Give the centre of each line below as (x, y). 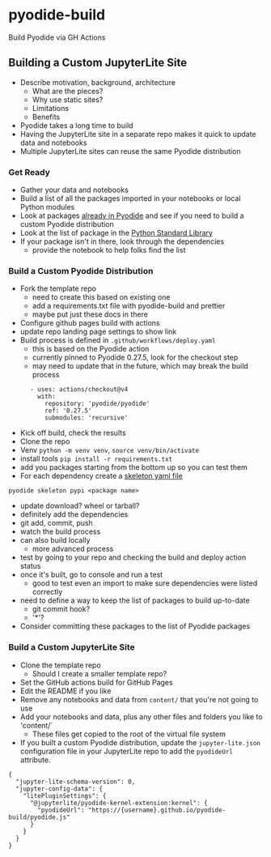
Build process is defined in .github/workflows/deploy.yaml (118, 340)
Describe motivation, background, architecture (98, 82)
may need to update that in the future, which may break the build (140, 366)
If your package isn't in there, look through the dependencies (122, 241)
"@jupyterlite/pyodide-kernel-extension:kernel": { (119, 803)
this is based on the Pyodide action (91, 349)
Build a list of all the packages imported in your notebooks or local (130, 198)
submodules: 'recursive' (86, 418)
